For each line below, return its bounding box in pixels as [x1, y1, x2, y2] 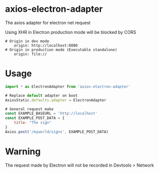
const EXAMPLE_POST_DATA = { [5, 115, 65, 121]
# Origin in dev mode [5, 38, 50, 44]
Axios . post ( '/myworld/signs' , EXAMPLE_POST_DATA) [5, 129, 109, 134]
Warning [5, 146, 41, 157]
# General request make [5, 107, 54, 112]
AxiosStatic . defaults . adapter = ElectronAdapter [5, 97, 106, 103]
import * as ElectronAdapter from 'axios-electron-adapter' [5, 84, 131, 89]
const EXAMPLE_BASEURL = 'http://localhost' [5, 111, 98, 116]
